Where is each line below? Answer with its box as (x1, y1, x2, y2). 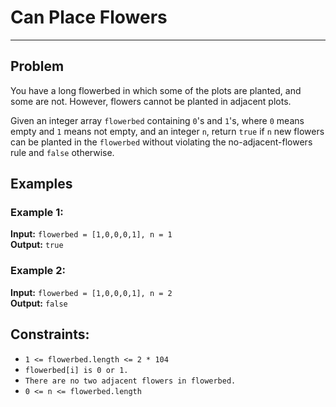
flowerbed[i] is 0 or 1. (24, 365, 129, 375)
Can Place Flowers (10, 6, 168, 29)
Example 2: (10, 264, 66, 278)
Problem (10, 58, 65, 75)
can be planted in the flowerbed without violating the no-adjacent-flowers (10, 136, 313, 148)
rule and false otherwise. (10, 146, 115, 158)
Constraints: (10, 326, 90, 343)
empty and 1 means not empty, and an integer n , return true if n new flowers (10, 125, 325, 137)
